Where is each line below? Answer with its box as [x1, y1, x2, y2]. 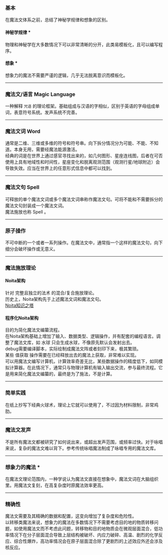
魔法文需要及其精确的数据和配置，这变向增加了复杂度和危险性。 [5, 513, 136, 519]
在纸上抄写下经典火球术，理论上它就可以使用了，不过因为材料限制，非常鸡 [5, 402, 158, 408]
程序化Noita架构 [5, 315, 39, 321]
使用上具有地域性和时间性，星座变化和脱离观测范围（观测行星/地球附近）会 [5, 159, 160, 165]
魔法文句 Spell [5, 184, 39, 191]
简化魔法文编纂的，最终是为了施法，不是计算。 [18, 371, 115, 377]
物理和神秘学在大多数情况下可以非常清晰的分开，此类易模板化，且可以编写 [5, 41, 158, 47]
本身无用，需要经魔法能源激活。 [13, 147, 80, 153]
